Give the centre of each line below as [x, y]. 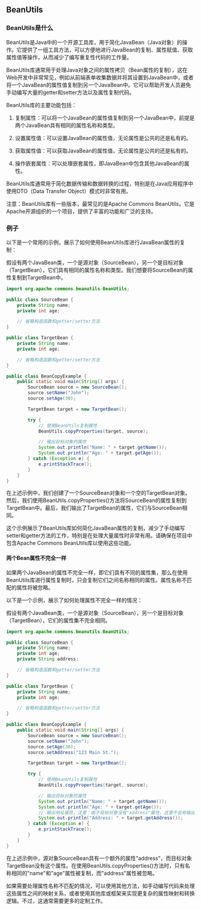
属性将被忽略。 [35, 587]
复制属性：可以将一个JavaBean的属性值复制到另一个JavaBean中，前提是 [105, 118]
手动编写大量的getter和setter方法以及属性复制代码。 [71, 92]
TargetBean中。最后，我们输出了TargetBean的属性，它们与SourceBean [94, 508]
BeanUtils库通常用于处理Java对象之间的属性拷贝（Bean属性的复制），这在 [97, 70]
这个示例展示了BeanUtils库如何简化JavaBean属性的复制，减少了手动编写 [96, 528]
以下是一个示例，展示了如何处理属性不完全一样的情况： [74, 600]
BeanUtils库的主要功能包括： [42, 105]
